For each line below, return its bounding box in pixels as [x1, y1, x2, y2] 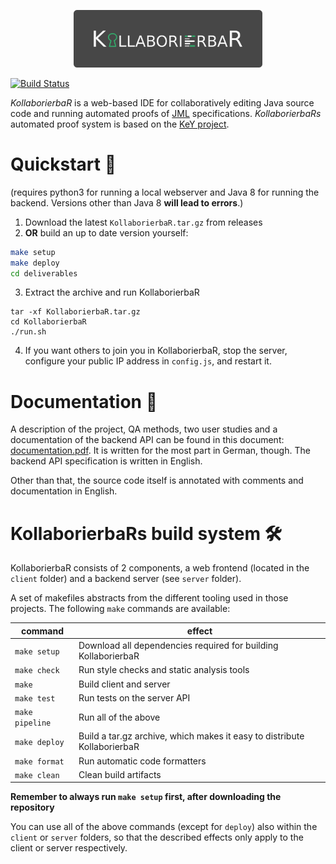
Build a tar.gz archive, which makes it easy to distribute [78, 730, 305, 742]
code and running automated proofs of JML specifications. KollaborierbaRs [10, 107, 322, 119]
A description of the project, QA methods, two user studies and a [10, 423, 278, 435]
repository [10, 801, 55, 814]
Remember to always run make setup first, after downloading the [10, 791, 282, 803]
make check [14, 666, 60, 676]
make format [14, 756, 65, 767]
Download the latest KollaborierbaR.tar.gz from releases [24, 216, 263, 228]
